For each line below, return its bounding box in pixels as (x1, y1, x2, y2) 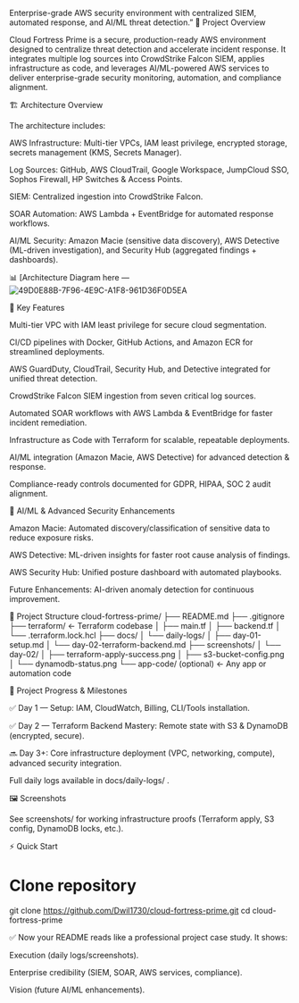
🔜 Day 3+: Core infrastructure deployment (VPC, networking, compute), (9, 748, 275, 758)
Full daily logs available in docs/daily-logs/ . (9, 775, 170, 785)
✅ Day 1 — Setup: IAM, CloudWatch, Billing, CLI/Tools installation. (9, 703, 250, 713)
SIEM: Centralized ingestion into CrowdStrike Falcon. (9, 191, 203, 202)
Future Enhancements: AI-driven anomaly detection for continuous (9, 584, 254, 595)
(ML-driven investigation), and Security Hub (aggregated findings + (9, 245, 257, 255)
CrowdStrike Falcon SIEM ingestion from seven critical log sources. (9, 390, 257, 401)
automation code (9, 668, 71, 678)
